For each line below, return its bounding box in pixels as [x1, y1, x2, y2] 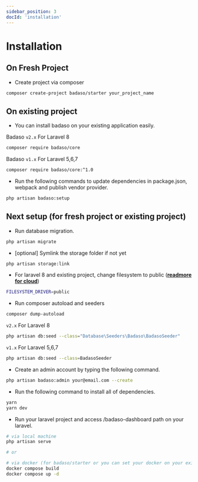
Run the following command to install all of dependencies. [14, 388, 156, 395]
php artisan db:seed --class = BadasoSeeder [6, 355, 112, 361]
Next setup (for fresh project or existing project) [6, 212, 186, 222]
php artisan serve [6, 439, 51, 445]
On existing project [6, 106, 78, 116]
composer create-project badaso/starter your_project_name [6, 90, 154, 96]
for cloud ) [14, 278, 39, 285]
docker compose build [6, 465, 60, 471]
